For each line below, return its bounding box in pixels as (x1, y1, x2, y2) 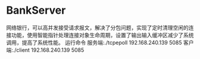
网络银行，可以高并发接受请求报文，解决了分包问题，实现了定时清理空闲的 (6, 24, 189, 31)
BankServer (6, 4, 66, 17)
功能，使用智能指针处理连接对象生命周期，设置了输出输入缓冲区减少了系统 (11, 31, 194, 39)
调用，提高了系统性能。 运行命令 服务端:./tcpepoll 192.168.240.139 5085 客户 (6, 39, 195, 46)
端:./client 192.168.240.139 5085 (6, 46, 85, 54)
